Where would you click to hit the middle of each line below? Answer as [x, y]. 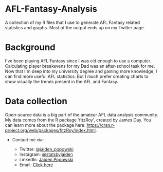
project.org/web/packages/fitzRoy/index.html [50, 130]
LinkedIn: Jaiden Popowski [46, 159]
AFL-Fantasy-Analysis [51, 9]
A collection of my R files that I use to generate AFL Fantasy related [72, 22]
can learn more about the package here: [45, 125]
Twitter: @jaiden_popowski [46, 149]
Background [30, 48]
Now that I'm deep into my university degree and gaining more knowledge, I [81, 71]
